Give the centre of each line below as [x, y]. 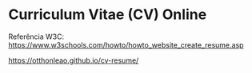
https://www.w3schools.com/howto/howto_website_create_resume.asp [126, 44]
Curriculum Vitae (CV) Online [108, 15]
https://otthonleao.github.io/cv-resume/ [74, 60]
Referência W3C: [36, 36]
